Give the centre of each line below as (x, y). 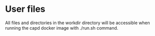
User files (25, 9)
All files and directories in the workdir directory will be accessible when (77, 23)
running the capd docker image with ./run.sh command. (62, 28)
